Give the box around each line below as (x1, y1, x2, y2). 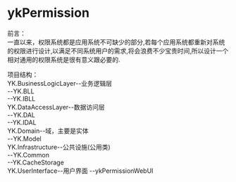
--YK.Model (7, 134, 42, 143)
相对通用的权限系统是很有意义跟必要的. (7, 55, 121, 64)
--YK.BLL (7, 86, 35, 96)
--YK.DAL (7, 110, 36, 119)
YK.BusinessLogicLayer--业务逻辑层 (7, 79, 113, 87)
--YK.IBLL (7, 94, 36, 103)
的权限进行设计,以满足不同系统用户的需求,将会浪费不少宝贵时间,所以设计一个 (7, 46, 229, 55)
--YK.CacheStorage (7, 158, 65, 167)
